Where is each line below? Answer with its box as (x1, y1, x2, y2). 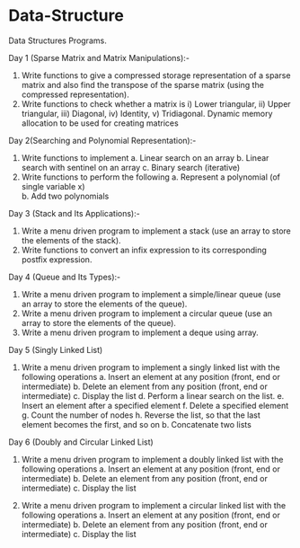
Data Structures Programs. (8, 35, 107, 46)
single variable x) (21, 181, 86, 191)
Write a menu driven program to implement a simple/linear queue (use (21, 288, 281, 299)
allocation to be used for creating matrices (21, 118, 179, 128)
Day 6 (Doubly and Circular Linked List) (8, 437, 154, 447)
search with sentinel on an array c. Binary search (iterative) (21, 162, 241, 172)
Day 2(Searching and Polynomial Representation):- (8, 135, 197, 146)
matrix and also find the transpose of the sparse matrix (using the (21, 79, 264, 90)
